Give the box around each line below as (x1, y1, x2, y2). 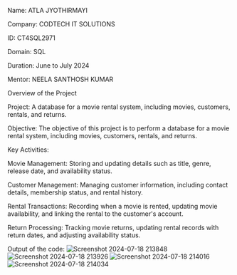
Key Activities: (7, 145, 49, 154)
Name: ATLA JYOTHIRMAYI (7, 6, 88, 14)
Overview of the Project (7, 89, 77, 97)
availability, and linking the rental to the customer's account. (7, 209, 184, 218)
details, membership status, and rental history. (7, 188, 144, 197)
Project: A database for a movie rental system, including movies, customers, (7, 103, 231, 111)
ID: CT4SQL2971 (7, 33, 56, 42)
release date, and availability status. (7, 167, 112, 175)
